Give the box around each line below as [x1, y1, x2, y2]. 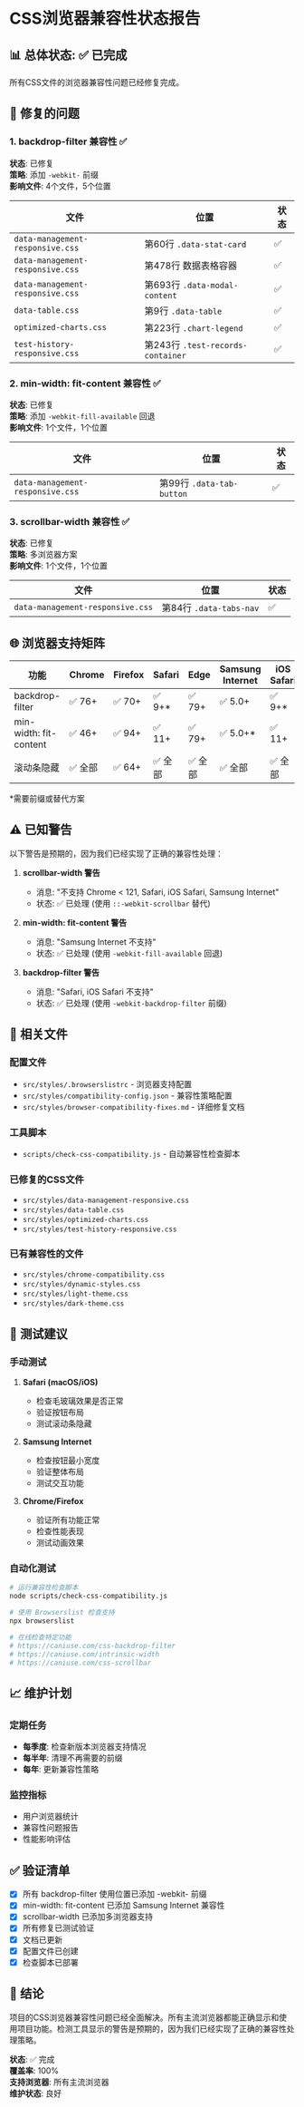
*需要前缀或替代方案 [9, 793, 86, 804]
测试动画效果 [35, 1538, 84, 1549]
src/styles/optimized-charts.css [22, 1216, 149, 1225]
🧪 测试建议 [9, 1325, 68, 1342]
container [144, 350, 187, 361]
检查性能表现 [35, 1526, 84, 1537]
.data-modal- [182, 280, 239, 290]
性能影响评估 [22, 1833, 71, 1845]
